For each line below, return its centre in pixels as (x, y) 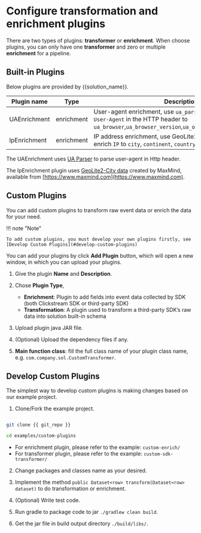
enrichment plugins (56, 24)
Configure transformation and (82, 11)
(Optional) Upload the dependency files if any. (71, 339)
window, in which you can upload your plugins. (64, 262)
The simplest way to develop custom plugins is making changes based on (97, 391)
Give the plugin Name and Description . (63, 273)
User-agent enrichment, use (134, 111)
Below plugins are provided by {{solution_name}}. (67, 87)
